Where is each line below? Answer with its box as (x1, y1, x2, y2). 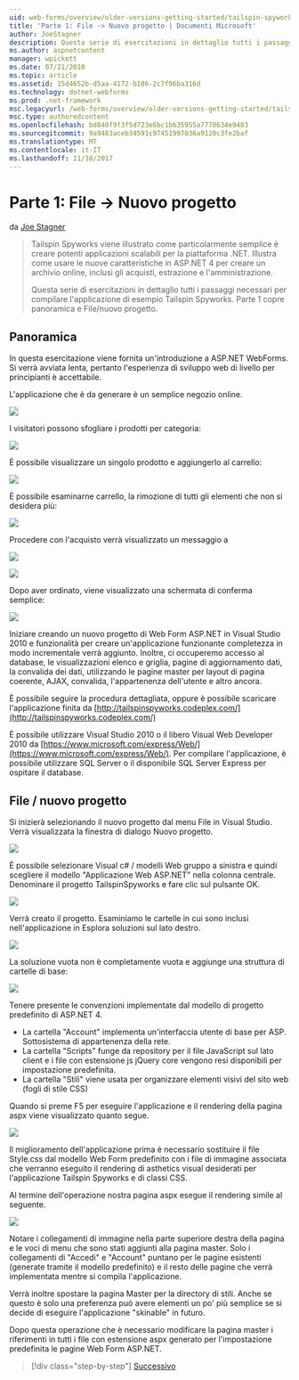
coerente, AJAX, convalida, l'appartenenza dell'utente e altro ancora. (9, 676, 263, 687)
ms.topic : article (9, 71, 77, 80)
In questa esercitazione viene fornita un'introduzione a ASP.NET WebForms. (9, 353, 289, 363)
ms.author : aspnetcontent (9, 46, 105, 55)
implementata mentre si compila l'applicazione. (9, 1271, 182, 1282)
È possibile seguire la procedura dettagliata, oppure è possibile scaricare (9, 693, 277, 704)
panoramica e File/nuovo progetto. (30, 304, 158, 314)
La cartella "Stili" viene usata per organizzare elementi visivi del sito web (21, 1074, 289, 1085)
